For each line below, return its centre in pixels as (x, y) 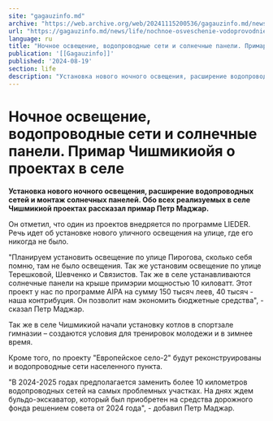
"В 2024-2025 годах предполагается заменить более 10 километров (128, 382)
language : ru (30, 39)
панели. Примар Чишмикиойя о (122, 151)
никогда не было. (39, 241)
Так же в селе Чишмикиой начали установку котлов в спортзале (121, 324)
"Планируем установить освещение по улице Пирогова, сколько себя (130, 257)
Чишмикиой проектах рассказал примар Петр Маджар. (109, 208)
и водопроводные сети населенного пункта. (85, 366)
